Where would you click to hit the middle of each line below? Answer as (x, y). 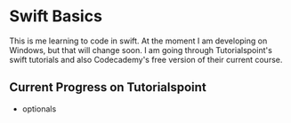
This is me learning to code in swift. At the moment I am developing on (138, 41)
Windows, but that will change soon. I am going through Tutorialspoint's (141, 50)
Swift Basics (56, 16)
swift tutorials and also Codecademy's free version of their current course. (146, 59)
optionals (39, 109)
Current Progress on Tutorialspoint (108, 87)
